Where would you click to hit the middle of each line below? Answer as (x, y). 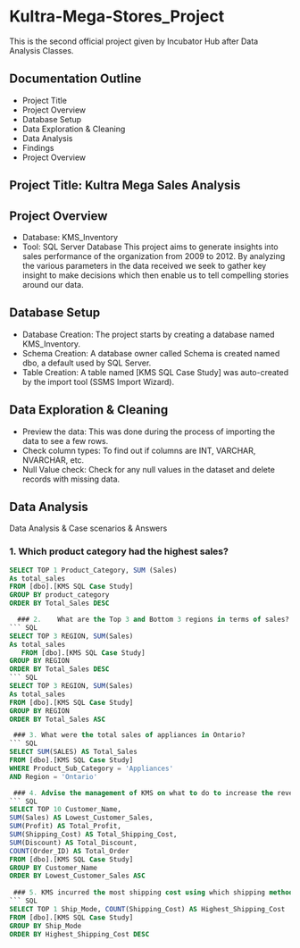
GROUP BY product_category (59, 595)
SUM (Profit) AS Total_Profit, (66, 826)
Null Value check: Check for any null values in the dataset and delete (148, 469)
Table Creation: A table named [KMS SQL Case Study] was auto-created (155, 372)
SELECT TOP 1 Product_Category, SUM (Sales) (93, 570)
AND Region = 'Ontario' (54, 776)
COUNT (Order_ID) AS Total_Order (69, 851)
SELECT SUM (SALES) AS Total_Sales (74, 752)
